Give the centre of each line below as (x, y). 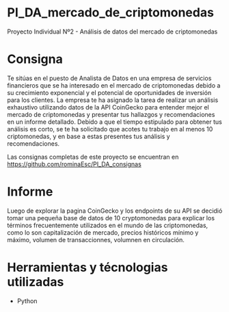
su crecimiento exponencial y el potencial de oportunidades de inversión (109, 92)
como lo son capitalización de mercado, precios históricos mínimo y (103, 232)
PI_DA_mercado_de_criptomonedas (110, 13)
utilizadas (36, 282)
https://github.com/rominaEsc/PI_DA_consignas (74, 164)
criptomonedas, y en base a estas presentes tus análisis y (89, 136)
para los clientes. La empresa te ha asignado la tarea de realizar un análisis (113, 100)
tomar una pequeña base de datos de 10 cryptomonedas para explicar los (111, 218)
